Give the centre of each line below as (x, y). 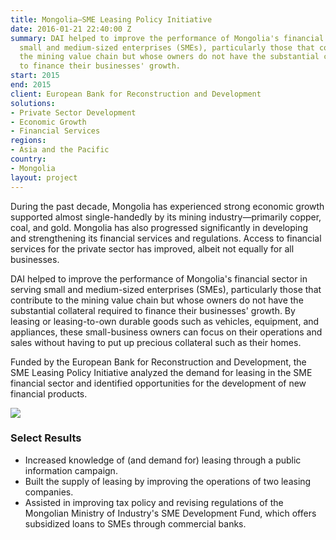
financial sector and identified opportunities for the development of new (158, 383)
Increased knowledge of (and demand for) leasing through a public (163, 460)
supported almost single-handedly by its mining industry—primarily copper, (166, 217)
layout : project (44, 177)
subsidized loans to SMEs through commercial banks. (135, 523)
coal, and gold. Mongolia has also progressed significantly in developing (159, 227)
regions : (28, 141)
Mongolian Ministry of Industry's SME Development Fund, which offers (170, 513)
